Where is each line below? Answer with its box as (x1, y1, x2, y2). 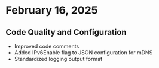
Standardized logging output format (14, 56, 103, 62)
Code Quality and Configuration (5, 27, 127, 37)
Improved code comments (14, 43, 79, 50)
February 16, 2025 (5, 4, 98, 17)
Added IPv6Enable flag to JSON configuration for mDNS (14, 49, 153, 56)
